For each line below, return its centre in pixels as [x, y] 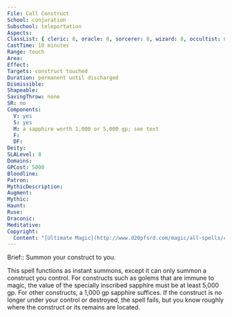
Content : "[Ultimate [43, 238]
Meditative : [24, 225]
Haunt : [17, 206]
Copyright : [23, 232]
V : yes [23, 116]
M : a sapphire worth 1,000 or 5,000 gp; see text [86, 129]
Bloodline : [23, 174]
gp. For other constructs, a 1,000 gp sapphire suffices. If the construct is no [115, 293]
